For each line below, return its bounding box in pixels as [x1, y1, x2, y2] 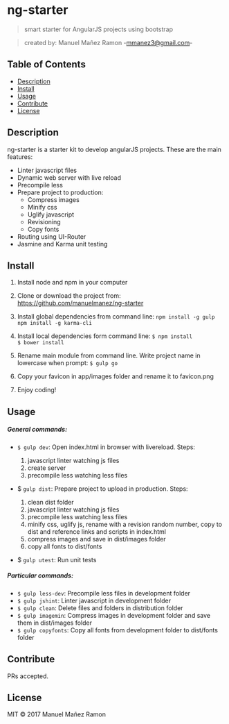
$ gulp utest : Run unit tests [17, 555, 97, 564]
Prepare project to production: [17, 188, 104, 196]
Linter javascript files [17, 166, 77, 174]
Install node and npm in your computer [17, 278, 128, 287]
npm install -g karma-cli [17, 320, 92, 327]
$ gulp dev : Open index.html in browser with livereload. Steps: [17, 443, 196, 451]
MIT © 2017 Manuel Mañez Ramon [7, 710, 106, 718]
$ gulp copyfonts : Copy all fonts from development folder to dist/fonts [17, 625, 218, 634]
